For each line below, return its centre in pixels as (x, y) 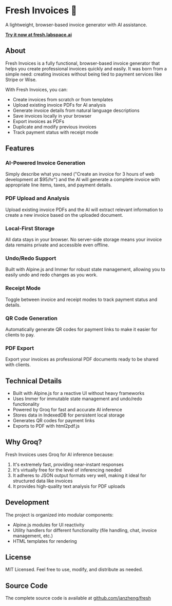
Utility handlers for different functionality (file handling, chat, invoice (85, 530)
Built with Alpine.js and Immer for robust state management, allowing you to (85, 270)
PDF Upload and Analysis (37, 198)
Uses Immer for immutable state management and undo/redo (77, 399)
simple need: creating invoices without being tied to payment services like (84, 74)
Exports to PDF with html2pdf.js (46, 426)
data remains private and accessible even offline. (57, 245)
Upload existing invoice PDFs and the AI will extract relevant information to (84, 210)
